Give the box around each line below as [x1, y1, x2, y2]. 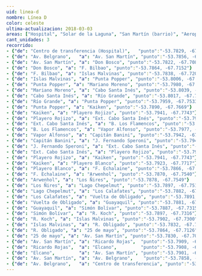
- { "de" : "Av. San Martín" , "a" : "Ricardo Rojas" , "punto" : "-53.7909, [6, 239, 189, 245]
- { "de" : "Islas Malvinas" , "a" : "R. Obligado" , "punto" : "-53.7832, [6, 222, 182, 228]
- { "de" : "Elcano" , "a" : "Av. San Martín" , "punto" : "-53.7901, [6, 249, 189, 256]
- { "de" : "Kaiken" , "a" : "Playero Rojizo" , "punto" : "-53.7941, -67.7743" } [6, 110, 198, 116]
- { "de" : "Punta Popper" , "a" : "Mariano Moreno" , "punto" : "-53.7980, [6, 82, 185, 88]
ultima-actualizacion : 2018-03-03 [6, 25, 93, 32]
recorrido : [6, 43, 34, 49]
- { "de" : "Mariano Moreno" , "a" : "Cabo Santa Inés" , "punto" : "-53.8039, [6, 87, 192, 93]
